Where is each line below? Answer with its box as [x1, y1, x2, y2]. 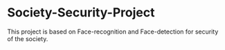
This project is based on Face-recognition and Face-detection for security [7, 27, 219, 36]
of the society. [7, 34, 48, 42]
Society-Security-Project [7, 5, 155, 21]
